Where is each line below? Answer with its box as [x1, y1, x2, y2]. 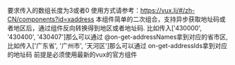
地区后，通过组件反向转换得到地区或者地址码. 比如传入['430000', [13, 24, 203, 32]
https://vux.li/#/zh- [140, 6, 195, 14]
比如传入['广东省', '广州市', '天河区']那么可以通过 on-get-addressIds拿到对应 [7, 42, 228, 49]
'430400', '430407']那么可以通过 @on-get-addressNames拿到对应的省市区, [7, 32, 228, 41]
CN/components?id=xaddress [7, 15, 95, 23]
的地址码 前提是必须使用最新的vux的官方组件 [7, 50, 138, 59]
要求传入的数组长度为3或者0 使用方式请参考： [7, 6, 141, 14]
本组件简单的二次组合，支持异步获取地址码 [95, 15, 220, 23]
